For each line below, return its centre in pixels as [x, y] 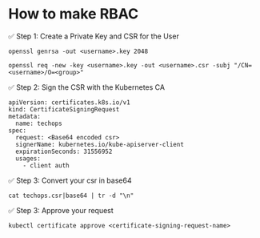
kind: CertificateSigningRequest [64, 109]
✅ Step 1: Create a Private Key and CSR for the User [94, 36]
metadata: [25, 116]
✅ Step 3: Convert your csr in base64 [70, 180]
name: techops [39, 123]
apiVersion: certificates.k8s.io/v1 [69, 102]
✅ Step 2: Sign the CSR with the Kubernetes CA [87, 87]
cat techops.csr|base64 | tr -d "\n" [71, 196]
